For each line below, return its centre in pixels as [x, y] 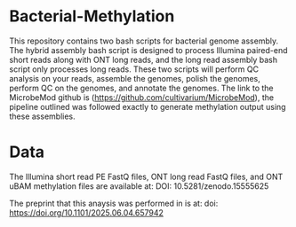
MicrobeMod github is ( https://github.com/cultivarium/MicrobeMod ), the [141, 97]
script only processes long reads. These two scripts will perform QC [134, 69]
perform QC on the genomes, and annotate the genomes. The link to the [141, 88]
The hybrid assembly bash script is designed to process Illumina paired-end [148, 50]
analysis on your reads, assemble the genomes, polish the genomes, [135, 78]
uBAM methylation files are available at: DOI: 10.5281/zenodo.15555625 [139, 186]
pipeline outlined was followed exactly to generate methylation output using [148, 106]
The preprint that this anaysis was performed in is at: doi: [114, 203]
